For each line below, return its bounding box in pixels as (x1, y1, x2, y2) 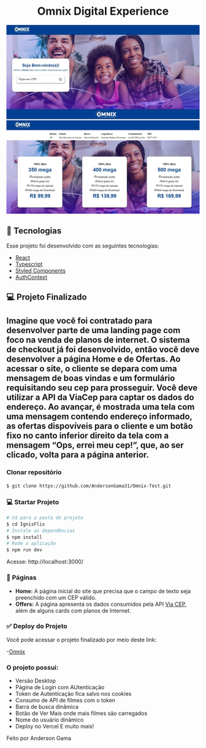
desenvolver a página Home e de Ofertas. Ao (6, 354, 181, 365)
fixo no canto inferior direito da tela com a (6, 431, 169, 441)
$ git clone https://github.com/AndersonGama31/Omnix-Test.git (6, 483, 172, 489)
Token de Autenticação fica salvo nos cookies (15, 690, 132, 698)
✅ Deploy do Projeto (6, 622, 67, 630)
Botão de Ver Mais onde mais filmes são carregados (15, 709, 148, 717)
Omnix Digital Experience (37, 4, 169, 18)
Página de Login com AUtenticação (15, 684, 105, 691)
